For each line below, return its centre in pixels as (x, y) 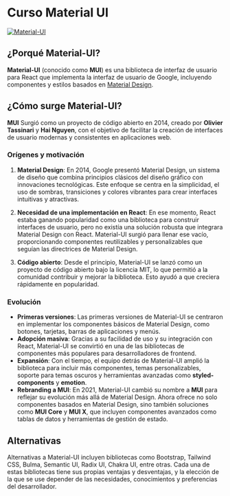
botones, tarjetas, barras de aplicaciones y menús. (89, 332)
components (36, 383)
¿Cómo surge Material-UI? (65, 106)
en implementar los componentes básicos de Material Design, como (113, 324)
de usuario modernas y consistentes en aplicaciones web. (89, 137)
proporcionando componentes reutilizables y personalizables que (110, 241)
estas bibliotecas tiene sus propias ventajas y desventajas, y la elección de (113, 471)
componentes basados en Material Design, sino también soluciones (113, 405)
